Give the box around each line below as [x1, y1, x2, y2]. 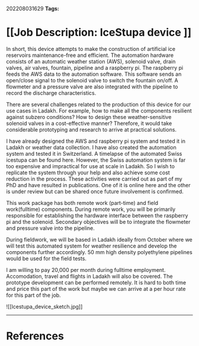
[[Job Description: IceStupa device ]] [6, 26, 192, 39]
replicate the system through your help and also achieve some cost [6, 169, 170, 176]
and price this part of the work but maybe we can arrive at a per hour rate [6, 285, 186, 292]
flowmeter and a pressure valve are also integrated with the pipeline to [6, 83, 178, 90]
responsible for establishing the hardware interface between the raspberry [6, 212, 188, 219]
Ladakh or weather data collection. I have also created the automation [6, 143, 176, 150]
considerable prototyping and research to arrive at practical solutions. [6, 126, 176, 133]
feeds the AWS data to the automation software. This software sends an [6, 71, 182, 78]
